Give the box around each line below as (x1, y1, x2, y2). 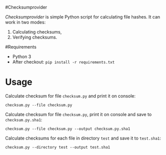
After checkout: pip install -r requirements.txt (12, 59, 115, 64)
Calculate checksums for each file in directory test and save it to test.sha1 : (5, 135, 161, 141)
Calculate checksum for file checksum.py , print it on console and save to (5, 111, 152, 117)
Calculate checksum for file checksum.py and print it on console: (5, 92, 136, 99)
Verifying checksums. (12, 34, 57, 40)
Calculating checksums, (12, 29, 62, 34)
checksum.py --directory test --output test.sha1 (5, 144, 111, 149)
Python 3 (12, 53, 31, 59)
